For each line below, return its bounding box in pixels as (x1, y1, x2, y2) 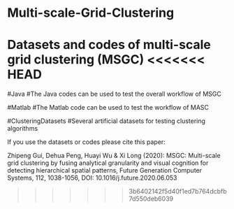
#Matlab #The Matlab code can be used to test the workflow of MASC (7, 103, 210, 112)
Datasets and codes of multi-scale (7, 37, 211, 53)
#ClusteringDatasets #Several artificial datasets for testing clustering (7, 117, 206, 125)
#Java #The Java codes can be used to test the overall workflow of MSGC (7, 89, 221, 99)
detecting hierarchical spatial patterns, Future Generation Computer (7, 166, 203, 175)
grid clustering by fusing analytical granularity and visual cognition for (7, 159, 209, 167)
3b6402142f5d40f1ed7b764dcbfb (129, 187, 227, 196)
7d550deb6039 (129, 194, 173, 203)
